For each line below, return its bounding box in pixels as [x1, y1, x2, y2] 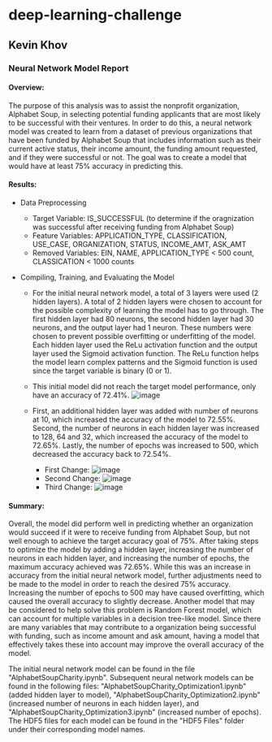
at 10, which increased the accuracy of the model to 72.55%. [32, 414, 235, 424]
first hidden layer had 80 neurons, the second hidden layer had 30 [32, 314, 254, 323]
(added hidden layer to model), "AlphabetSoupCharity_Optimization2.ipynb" [8, 690, 261, 700]
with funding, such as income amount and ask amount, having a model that [8, 631, 260, 641]
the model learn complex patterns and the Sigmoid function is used [32, 357, 257, 367]
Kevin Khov [8, 38, 68, 52]
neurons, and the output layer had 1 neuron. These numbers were [32, 323, 252, 332]
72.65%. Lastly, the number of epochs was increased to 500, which [32, 440, 259, 450]
